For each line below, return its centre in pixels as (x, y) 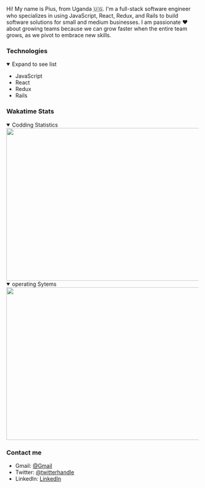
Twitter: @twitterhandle (45, 472)
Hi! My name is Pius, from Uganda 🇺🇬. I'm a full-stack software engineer (99, 9)
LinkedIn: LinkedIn (38, 478)
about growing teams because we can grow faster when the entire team (97, 29)
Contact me (24, 453)
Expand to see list (34, 64)
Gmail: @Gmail (34, 465)
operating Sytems (34, 284)
